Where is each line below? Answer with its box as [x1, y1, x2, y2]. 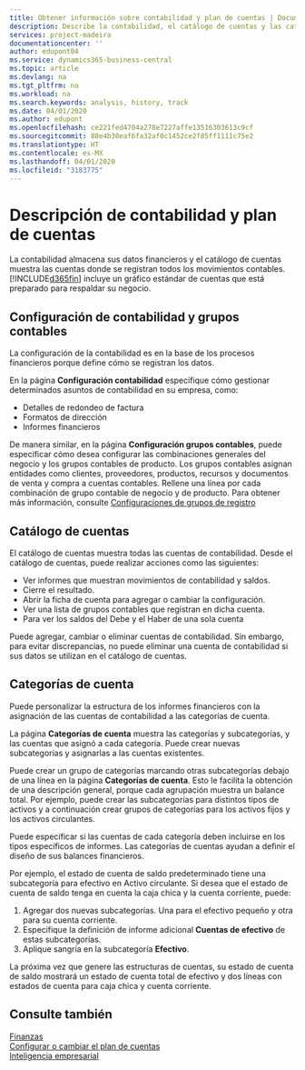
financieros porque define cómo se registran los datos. [9, 357, 215, 368]
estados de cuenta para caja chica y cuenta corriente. [9, 980, 212, 991]
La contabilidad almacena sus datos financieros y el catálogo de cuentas [9, 254, 281, 265]
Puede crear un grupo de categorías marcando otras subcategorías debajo [9, 765, 290, 775]
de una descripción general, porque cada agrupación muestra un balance [9, 784, 285, 795]
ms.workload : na [9, 89, 71, 98]
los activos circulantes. [9, 813, 95, 824]
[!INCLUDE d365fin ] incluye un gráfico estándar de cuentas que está [9, 274, 265, 285]
